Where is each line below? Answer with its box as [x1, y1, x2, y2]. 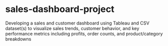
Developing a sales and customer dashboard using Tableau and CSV [5, 20, 150, 26]
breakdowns [5, 36, 32, 42]
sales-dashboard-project [5, 3, 115, 15]
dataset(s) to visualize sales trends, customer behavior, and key [5, 25, 139, 31]
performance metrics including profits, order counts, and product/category [5, 30, 163, 36]
